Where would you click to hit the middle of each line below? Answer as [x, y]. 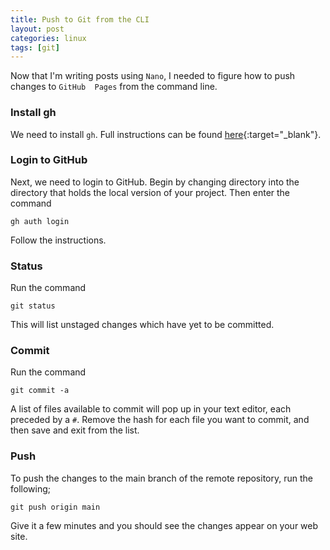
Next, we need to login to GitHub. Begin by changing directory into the [155, 182]
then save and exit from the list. [75, 430]
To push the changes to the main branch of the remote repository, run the [161, 478]
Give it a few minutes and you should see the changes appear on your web [164, 525]
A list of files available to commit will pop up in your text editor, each [151, 409]
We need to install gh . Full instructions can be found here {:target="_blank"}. [166, 134]
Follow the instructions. [58, 240]
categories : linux [48, 38]
